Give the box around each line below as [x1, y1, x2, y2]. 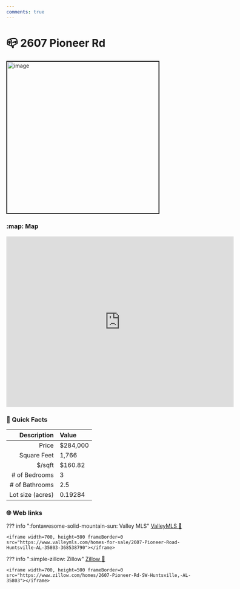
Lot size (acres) [9, 491, 54, 499]
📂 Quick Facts [6, 415, 48, 423]
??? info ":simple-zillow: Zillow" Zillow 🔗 [6, 556, 105, 563]
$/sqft [36, 461, 54, 470]
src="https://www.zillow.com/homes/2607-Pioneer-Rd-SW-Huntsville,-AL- [6, 573, 191, 579]
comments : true [6, 8, 45, 15]
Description [19, 431, 54, 440]
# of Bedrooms [11, 471, 54, 479]
